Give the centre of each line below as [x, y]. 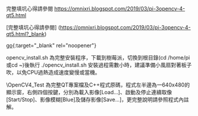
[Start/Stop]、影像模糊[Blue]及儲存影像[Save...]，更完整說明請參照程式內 [95, 100]
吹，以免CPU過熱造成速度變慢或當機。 [53, 72]
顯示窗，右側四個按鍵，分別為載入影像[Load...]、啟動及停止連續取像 [89, 92]
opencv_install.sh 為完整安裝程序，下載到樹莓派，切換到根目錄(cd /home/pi [98, 57]
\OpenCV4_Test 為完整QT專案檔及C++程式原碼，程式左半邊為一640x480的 [98, 85]
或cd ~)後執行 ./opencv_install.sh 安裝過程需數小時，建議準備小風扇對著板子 [99, 65]
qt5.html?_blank [25, 34]
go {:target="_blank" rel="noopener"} [51, 45]
